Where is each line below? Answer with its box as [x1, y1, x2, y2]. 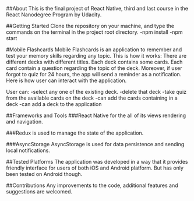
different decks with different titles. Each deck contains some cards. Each [6, 58, 183, 65]
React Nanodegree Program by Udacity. [6, 11, 102, 18]
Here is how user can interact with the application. [6, 77, 127, 84]
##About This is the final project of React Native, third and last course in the [6, 5, 188, 12]
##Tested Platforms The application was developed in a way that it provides [6, 158, 188, 165]
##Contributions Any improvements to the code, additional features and [6, 182, 179, 189]
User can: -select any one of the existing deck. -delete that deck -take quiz [6, 89, 187, 95]
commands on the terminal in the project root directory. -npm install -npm [6, 29, 183, 36]
